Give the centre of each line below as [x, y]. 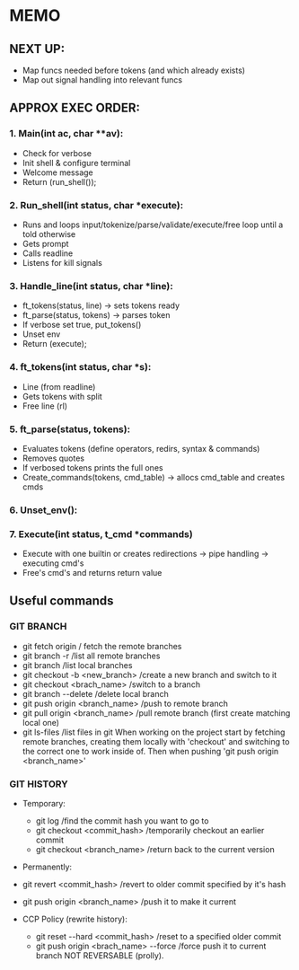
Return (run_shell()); [59, 181]
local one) [41, 722]
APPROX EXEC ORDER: [75, 108]
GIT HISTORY [39, 784]
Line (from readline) [59, 386]
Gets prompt [45, 243]
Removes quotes [53, 458]
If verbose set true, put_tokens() [82, 325]
